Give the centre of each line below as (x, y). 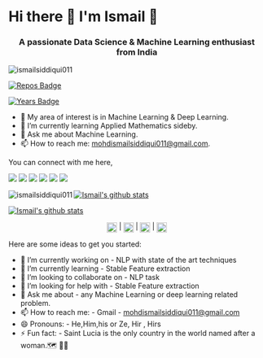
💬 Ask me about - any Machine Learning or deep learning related (129, 294)
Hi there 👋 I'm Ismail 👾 (83, 17)
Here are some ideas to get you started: (75, 244)
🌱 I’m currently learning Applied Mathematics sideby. (109, 126)
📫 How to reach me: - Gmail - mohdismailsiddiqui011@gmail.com (130, 312)
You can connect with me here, (61, 163)
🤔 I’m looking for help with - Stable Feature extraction (110, 286)
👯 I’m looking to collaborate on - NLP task (90, 277)
